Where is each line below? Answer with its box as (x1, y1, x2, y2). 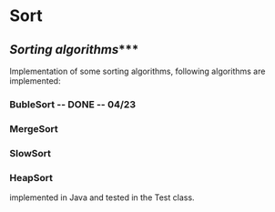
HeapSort (9, 171, 53, 184)
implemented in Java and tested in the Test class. (9, 192, 195, 203)
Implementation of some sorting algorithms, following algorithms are (9, 66, 266, 76)
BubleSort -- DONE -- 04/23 (9, 97, 137, 110)
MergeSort (9, 122, 59, 135)
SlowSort (9, 146, 52, 159)
